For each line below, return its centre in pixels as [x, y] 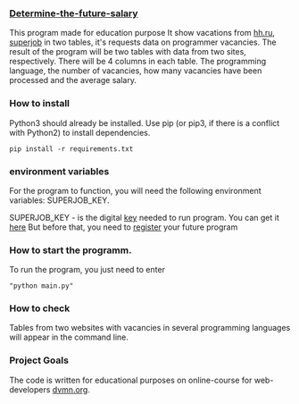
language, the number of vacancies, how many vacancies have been [136, 71]
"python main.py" [42, 286]
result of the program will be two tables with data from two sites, [128, 52]
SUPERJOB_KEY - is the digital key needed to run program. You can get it [144, 217]
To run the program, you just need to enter [87, 270]
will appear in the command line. [69, 337]
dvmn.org [70, 389]
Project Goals [39, 360]
